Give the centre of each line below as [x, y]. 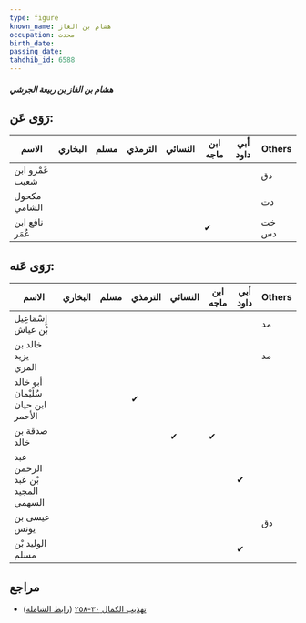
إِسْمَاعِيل [31, 318]
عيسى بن [32, 517]
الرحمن [28, 468]
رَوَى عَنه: [32, 266]
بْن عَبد [26, 480]
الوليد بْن [31, 544]
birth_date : [32, 43]
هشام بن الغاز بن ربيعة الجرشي [61, 89]
